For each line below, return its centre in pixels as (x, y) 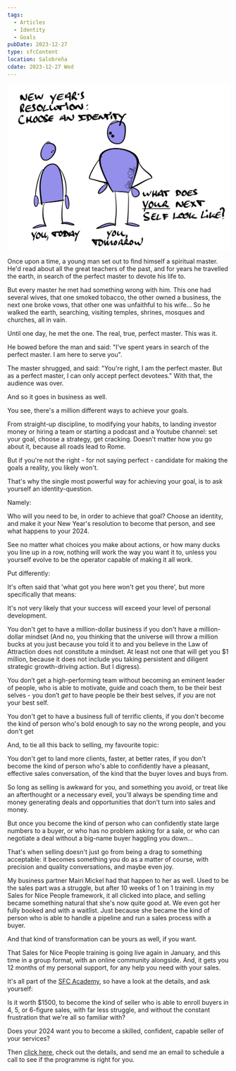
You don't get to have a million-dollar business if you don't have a (103, 630)
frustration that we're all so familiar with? (66, 1017)
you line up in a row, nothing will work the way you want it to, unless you (112, 552)
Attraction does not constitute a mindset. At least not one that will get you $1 (118, 652)
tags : (15, 15)
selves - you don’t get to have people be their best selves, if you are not (112, 695)
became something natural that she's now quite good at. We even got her (114, 903)
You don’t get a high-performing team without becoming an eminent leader (116, 680)
